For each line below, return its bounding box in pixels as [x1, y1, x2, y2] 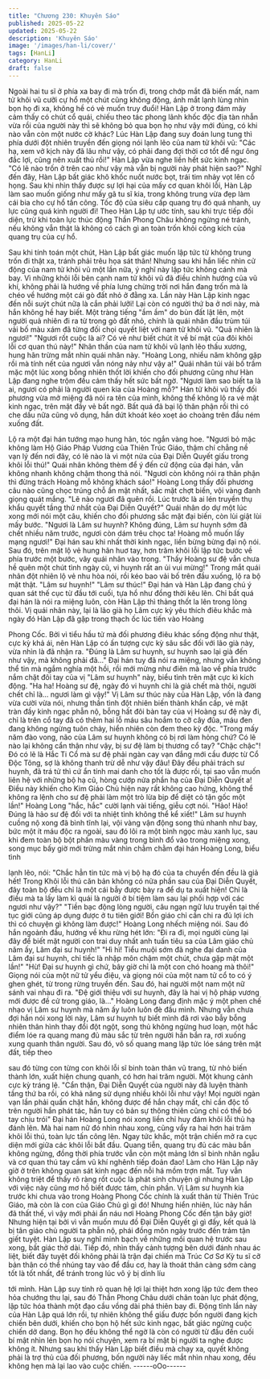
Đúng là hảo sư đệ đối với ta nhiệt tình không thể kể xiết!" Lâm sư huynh [8, 809, 247, 818]
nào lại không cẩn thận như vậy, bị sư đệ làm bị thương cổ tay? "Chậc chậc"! [8, 740, 261, 750]
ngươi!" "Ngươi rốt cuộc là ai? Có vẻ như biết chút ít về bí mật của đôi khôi [8, 333, 253, 342]
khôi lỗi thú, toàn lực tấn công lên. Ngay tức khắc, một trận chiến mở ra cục [8, 1131, 258, 1141]
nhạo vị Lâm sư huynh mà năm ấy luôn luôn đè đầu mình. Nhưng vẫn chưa [8, 1004, 254, 1014]
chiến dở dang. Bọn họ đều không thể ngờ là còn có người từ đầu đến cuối [8, 1327, 255, 1336]
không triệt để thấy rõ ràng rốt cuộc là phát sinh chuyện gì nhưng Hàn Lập [8, 1174, 254, 1184]
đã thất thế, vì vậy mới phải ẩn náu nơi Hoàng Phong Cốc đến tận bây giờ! [8, 1208, 252, 1218]
